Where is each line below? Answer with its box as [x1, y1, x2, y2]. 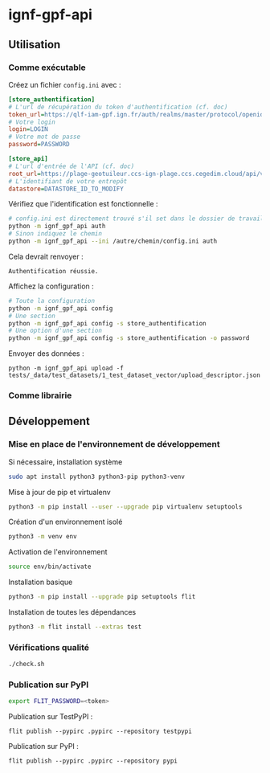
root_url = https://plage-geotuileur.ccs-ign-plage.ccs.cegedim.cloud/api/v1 [8, 170, 268, 178]
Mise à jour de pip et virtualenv [8, 487, 111, 497]
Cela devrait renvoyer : [8, 252, 84, 261]
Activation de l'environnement [8, 547, 108, 557]
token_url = [8, 110, 45, 118]
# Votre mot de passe [8, 133, 81, 141]
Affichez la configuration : [8, 281, 94, 291]
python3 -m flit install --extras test [8, 623, 142, 632]
